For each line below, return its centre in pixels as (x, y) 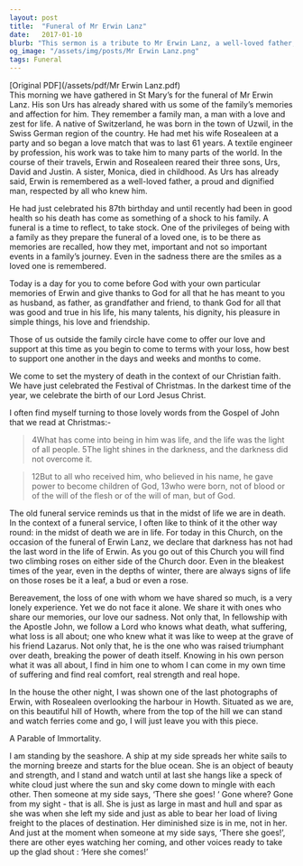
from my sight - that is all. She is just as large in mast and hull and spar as (146, 804)
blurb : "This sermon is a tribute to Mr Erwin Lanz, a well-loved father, (153, 43)
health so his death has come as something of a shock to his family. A (139, 218)
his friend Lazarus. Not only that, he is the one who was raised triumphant (147, 646)
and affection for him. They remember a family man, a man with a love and (147, 114)
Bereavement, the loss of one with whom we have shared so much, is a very (151, 598)
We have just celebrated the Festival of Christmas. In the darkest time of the (150, 386)
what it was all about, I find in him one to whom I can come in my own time (147, 665)
